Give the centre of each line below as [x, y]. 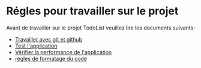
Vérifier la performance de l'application [63, 52]
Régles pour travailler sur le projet [92, 11]
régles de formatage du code [51, 58]
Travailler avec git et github [49, 39]
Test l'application [36, 46]
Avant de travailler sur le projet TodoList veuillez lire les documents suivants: [100, 28]
